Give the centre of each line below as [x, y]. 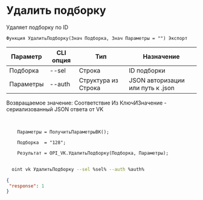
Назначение [161, 56]
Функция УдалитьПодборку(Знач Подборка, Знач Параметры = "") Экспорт [97, 38]
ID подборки [147, 70]
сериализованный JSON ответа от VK [55, 109]
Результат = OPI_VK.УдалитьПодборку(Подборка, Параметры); [93, 153]
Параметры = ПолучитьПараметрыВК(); [63, 132]
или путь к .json [152, 88]
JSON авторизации [157, 80]
